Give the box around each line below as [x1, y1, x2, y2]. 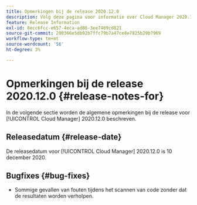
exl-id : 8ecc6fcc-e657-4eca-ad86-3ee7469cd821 [6, 25, 122, 31]
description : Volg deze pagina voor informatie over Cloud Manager [6, 14, 175, 20]
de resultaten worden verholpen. [14, 193, 94, 200]
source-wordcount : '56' [6, 42, 64, 47]
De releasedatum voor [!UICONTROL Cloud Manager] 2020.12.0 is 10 [6, 148, 172, 155]
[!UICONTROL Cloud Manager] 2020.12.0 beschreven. [6, 115, 137, 122]
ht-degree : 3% [6, 47, 41, 53]
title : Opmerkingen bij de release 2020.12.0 [6, 8, 119, 15]
